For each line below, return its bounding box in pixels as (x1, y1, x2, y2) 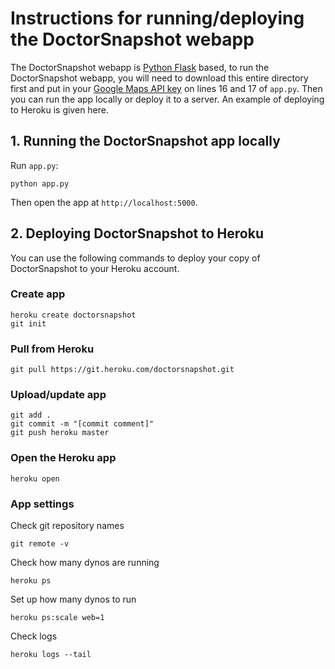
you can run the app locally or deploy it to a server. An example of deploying (10, 93, 325, 105)
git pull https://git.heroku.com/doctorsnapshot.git (10, 365, 235, 375)
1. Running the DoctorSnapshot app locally (10, 133, 281, 150)
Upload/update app (10, 388, 107, 402)
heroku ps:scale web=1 (10, 613, 105, 623)
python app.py (10, 178, 70, 189)
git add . (10, 410, 52, 421)
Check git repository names (10, 520, 125, 532)
